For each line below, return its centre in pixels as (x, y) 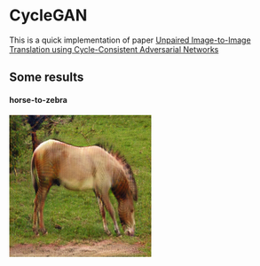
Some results (47, 78)
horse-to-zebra (39, 99)
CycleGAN (48, 16)
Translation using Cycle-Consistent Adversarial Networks (114, 49)
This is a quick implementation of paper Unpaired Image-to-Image (130, 40)
